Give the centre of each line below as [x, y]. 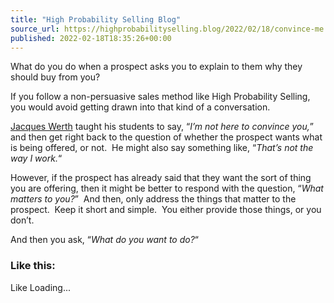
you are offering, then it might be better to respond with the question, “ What [167, 188]
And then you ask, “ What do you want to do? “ [104, 240]
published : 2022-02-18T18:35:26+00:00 [91, 38]
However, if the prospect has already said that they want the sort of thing [161, 178]
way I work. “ [36, 158]
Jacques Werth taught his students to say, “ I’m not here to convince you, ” [162, 127]
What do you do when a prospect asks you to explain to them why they [156, 67]
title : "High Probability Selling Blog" [96, 19]
